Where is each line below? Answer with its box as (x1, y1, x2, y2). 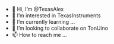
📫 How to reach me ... (11, 32, 67, 38)
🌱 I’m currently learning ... (11, 18, 75, 25)
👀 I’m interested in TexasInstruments (11, 12, 101, 19)
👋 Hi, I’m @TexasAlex (11, 6, 64, 12)
